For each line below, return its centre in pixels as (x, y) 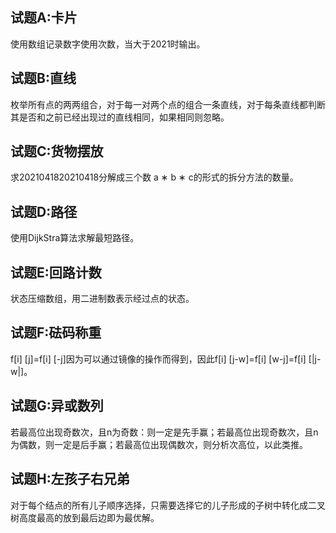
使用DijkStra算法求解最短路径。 (75, 238)
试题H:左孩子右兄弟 (70, 479)
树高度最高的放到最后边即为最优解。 (85, 517)
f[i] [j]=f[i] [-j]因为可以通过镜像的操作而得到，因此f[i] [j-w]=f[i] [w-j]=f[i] (158, 359)
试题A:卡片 (44, 18)
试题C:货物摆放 (57, 151)
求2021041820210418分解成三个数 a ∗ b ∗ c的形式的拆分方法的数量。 (154, 177)
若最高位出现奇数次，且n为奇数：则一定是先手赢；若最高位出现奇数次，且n (164, 432)
